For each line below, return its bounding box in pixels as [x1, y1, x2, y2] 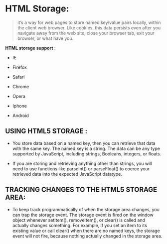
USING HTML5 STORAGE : [5, 127, 88, 135]
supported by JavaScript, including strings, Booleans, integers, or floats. [12, 150, 162, 157]
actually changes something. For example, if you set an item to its [12, 222, 147, 228]
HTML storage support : [5, 45, 56, 51]
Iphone [12, 103, 27, 109]
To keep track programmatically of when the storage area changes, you [12, 206, 160, 212]
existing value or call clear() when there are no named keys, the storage [12, 228, 161, 234]
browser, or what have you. [17, 35, 74, 41]
